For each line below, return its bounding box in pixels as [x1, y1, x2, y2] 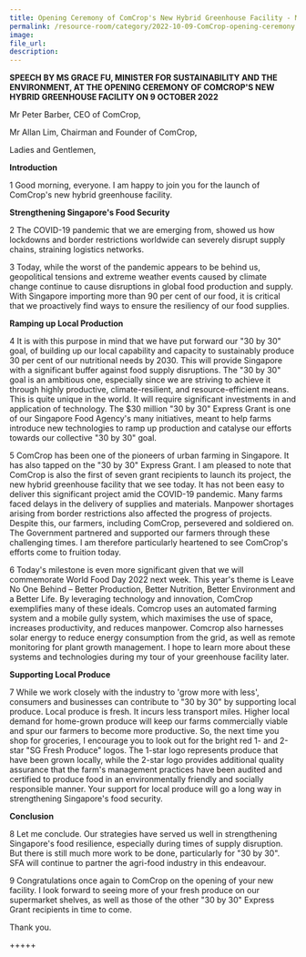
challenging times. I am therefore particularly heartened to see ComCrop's [9, 537, 289, 548]
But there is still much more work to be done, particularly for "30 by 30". [9, 848, 280, 859]
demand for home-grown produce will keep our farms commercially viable [9, 716, 289, 727]
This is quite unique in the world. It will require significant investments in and [9, 393, 296, 405]
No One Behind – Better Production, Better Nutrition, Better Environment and [9, 584, 296, 595]
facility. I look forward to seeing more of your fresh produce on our [9, 885, 260, 896]
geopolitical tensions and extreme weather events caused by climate [9, 271, 267, 282]
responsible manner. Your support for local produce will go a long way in [9, 784, 282, 795]
